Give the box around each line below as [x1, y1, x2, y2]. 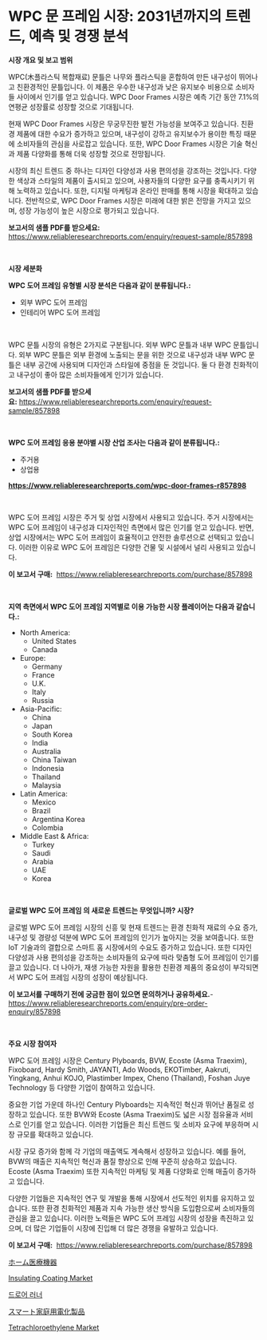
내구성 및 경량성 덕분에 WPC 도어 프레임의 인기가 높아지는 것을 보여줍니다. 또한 [8, 932, 254, 942]
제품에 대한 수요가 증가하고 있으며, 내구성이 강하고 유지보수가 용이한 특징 [16, 128, 242, 138]
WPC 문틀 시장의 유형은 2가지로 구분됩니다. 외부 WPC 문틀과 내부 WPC [8, 340, 232, 350]
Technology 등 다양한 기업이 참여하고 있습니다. [8, 1082, 155, 1092]
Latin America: [19, 789, 68, 798]
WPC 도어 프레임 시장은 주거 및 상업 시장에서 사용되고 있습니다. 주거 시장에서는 [8, 512, 254, 522]
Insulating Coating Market [8, 1273, 93, 1283]
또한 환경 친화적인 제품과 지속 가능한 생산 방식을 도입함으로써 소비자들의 [31, 1203, 255, 1213]
